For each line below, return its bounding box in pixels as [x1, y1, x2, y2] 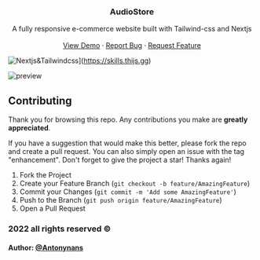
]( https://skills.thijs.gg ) [78, 56, 152, 65]
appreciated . [8, 123, 51, 133]
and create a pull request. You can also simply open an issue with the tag [8, 147, 245, 156]
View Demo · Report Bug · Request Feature [62, 41, 202, 50]
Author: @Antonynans [8, 243, 84, 252]
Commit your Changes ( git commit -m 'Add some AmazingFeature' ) [19, 187, 237, 196]
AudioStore [109, 6, 155, 17]
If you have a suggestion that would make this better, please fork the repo [8, 138, 247, 148]
